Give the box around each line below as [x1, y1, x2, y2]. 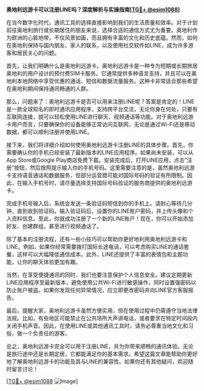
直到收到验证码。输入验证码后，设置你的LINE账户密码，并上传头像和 [16, 207, 188, 215]
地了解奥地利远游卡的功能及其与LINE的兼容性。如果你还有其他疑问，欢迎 [6, 358, 188, 365]
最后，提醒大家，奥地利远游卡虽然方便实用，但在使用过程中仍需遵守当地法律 [6, 307, 198, 314]
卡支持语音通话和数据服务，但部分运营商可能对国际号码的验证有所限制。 [6, 171, 187, 179]
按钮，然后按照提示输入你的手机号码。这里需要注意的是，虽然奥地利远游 [14, 164, 195, 171]
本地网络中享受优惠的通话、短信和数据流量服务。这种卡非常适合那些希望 [16, 77, 198, 85]
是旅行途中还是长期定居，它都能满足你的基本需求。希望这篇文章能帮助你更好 [6, 350, 198, 358]
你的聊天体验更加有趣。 [22, 258, 81, 265]
